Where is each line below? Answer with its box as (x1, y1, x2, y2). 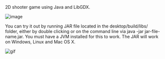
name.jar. (5, 34, 24, 39)
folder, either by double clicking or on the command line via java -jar (5, 29, 144, 34)
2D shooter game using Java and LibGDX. (5, 4, 90, 10)
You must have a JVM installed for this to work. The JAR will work (25, 34, 159, 39)
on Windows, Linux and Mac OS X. (5, 39, 76, 45)
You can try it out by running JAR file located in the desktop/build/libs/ (5, 23, 148, 29)
